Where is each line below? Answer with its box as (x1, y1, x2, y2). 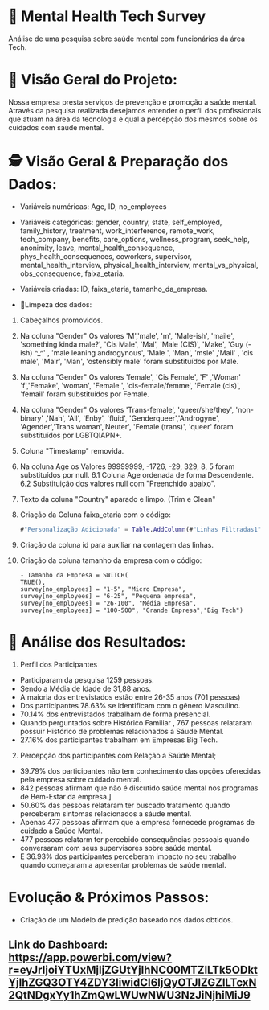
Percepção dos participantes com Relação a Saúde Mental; (19, 750, 217, 760)
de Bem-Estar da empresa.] (19, 791, 112, 801)
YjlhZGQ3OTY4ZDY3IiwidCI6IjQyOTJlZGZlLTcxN (8, 975, 257, 989)
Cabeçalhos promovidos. (19, 315, 104, 325)
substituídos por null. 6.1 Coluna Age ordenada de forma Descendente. (19, 470, 255, 479)
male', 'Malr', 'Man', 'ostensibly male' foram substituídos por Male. (19, 356, 239, 366)
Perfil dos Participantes (19, 659, 98, 669)
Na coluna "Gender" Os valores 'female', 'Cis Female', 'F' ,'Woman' (19, 372, 242, 381)
